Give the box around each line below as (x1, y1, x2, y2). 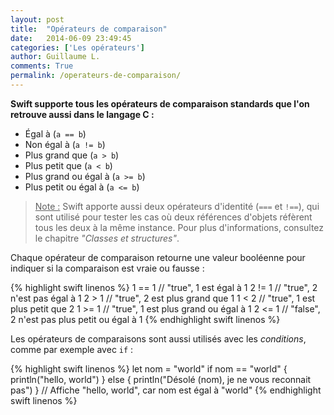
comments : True (10, 61, 74, 71)
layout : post (10, 14, 65, 25)
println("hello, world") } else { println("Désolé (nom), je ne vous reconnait (10, 373, 312, 385)
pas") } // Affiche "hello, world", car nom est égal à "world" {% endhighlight (10, 384, 322, 396)
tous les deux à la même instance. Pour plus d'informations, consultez (34, 221, 325, 233)
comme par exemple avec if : (10, 343, 134, 355)
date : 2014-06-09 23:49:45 (10, 33, 132, 43)
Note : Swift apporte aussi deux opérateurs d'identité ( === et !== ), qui (34, 200, 320, 212)
